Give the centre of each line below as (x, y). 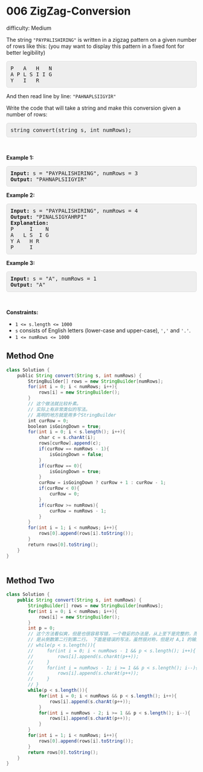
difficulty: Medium (29, 28)
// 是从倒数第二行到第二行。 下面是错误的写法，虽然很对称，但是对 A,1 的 (110, 640)
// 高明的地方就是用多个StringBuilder (72, 415)
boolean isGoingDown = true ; (65, 426)
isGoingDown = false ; (76, 454)
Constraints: (22, 312)
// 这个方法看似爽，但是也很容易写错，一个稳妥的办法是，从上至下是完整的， (111, 634)
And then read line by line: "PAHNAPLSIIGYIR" (61, 96)
